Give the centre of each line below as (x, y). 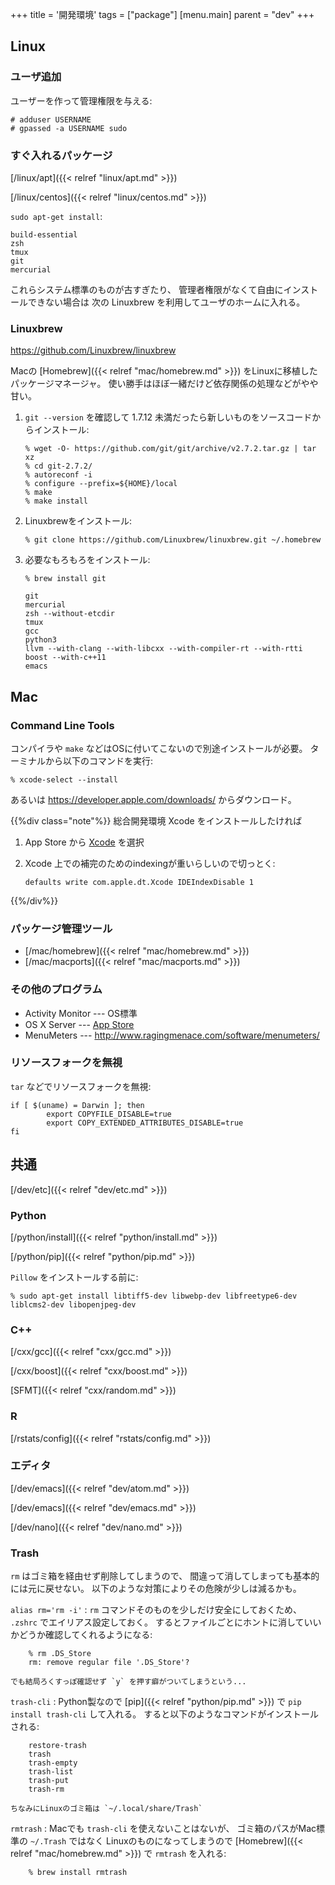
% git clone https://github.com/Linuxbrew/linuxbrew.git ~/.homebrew (173, 540)
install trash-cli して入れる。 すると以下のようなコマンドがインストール (164, 1714)
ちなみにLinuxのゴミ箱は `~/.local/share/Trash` (106, 1809)
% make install (56, 501)
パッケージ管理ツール (61, 928)
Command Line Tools (62, 725)
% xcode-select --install (64, 779)
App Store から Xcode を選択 (84, 842)
